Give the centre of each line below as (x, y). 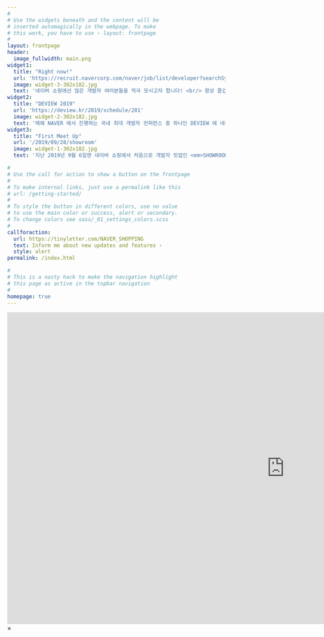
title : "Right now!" (43, 71)
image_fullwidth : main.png (52, 59)
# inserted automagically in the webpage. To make (82, 26)
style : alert (32, 252)
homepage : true (29, 296)
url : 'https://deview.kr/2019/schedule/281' (79, 110)
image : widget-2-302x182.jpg (55, 116)
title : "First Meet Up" (47, 136)
